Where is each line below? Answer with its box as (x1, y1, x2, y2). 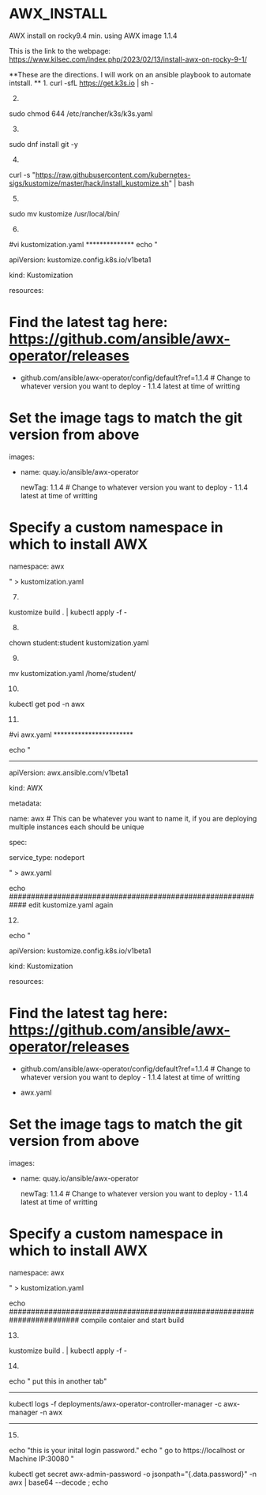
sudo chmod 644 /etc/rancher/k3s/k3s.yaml (9, 108, 153, 118)
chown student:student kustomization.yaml (9, 637, 149, 648)
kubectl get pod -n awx (9, 699, 85, 708)
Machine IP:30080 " (9, 1454, 74, 1463)
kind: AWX (9, 783, 43, 792)
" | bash (168, 178, 194, 188)
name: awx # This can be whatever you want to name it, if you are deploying (9, 813, 257, 823)
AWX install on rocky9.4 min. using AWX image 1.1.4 (9, 31, 178, 40)
